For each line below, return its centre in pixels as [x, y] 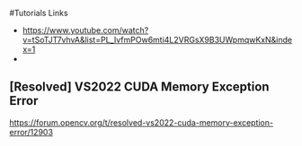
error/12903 [31, 132]
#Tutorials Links [39, 13]
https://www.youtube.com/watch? [85, 30]
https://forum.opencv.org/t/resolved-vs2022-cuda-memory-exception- [142, 122]
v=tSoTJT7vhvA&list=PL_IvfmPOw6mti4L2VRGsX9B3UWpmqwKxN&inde [157, 40]
